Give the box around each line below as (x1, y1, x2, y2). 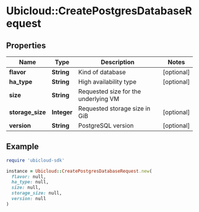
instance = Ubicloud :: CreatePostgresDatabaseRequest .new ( (6, 168, 152, 174)
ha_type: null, (11, 179, 49, 185)
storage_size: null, (11, 190, 62, 197)
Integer (52, 108, 73, 116)
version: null (11, 196, 46, 202)
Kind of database (78, 68, 126, 76)
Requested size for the (78, 87, 141, 96)
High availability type (78, 78, 137, 86)
